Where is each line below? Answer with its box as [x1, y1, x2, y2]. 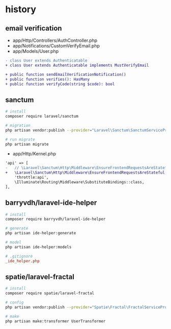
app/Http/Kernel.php [12, 151, 56, 157]
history [5, 4, 37, 15]
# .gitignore [5, 254, 33, 259]
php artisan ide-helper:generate [5, 231, 76, 236]
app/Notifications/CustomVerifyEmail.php [12, 43, 100, 49]
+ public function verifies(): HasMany [5, 76, 90, 82]
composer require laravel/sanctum [5, 114, 79, 119]
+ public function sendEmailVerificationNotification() [5, 72, 126, 77]
